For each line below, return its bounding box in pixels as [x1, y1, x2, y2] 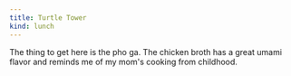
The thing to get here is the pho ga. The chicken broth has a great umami [9, 46, 283, 57]
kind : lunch [9, 22, 54, 31]
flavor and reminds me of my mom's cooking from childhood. [9, 56, 238, 67]
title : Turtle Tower [9, 13, 88, 23]
